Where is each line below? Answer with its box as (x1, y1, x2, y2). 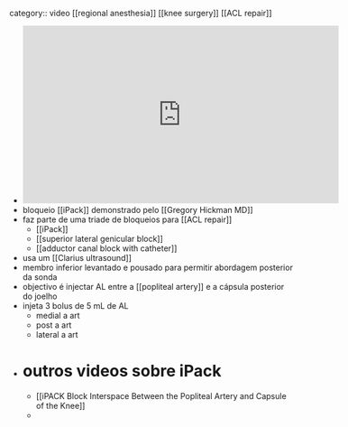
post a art (35, 320, 72, 330)
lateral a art (35, 330, 78, 339)
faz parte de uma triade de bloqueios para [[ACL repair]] (22, 214, 233, 225)
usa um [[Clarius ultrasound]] (22, 253, 133, 263)
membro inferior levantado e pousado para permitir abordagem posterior (22, 262, 293, 273)
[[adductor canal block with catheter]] (35, 243, 178, 254)
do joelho (22, 291, 58, 302)
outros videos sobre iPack (22, 361, 222, 382)
